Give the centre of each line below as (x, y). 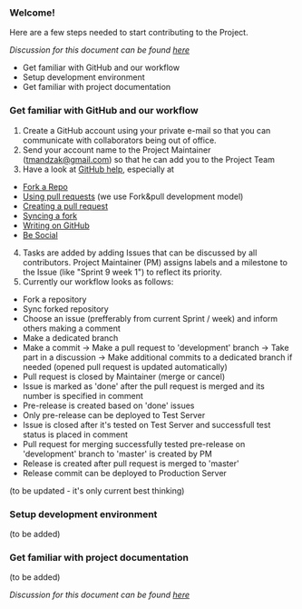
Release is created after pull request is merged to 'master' (131, 463)
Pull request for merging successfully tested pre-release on (134, 444)
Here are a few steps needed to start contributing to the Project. (129, 33)
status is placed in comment (75, 434)
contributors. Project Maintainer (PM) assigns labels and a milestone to (155, 262)
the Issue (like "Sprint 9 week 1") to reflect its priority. (122, 272)
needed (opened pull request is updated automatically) (125, 366)
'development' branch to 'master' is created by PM (117, 454)
